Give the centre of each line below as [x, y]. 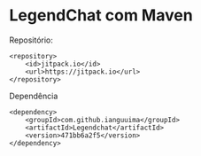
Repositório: [31, 40]
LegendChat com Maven [101, 16]
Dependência [34, 96]
